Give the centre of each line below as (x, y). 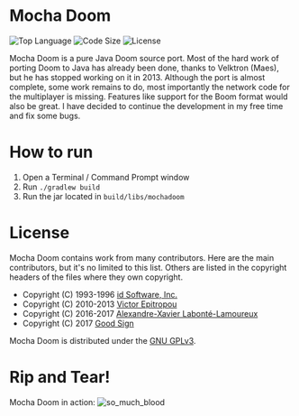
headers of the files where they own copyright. (96, 277)
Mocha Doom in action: (53, 402)
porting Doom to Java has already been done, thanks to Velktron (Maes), (144, 68)
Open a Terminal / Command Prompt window (106, 177)
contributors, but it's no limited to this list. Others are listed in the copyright (148, 267)
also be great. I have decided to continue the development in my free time (146, 106)
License (40, 233)
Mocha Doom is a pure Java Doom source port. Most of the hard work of (144, 58)
